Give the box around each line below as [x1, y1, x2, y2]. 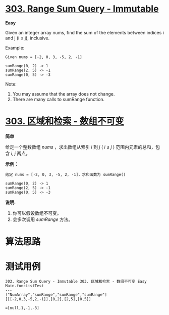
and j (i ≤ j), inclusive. [5, 35, 49, 41]
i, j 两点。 [11, 150, 30, 156]
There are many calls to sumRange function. [12, 96, 105, 102]
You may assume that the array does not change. [12, 91, 115, 97]
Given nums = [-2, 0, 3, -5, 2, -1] [5, 54, 82, 60]
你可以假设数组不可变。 [12, 210, 62, 216]
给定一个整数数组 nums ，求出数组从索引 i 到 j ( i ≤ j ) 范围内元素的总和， [5, 144, 156, 150]
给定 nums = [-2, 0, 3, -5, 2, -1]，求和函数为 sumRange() [5, 172, 126, 177]
